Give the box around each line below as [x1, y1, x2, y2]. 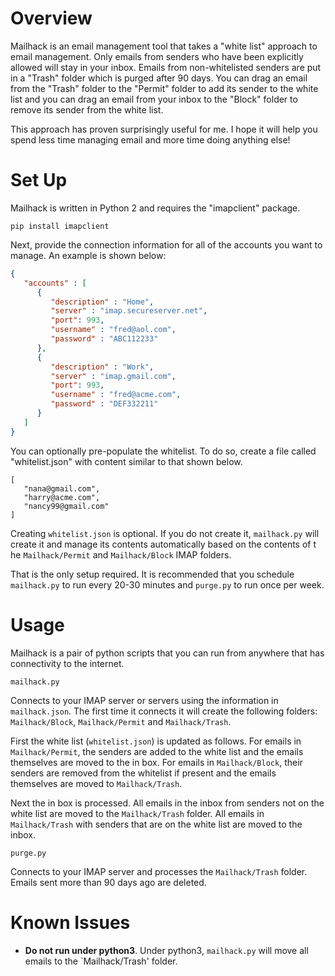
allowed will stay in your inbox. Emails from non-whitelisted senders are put [10, 61, 322, 73]
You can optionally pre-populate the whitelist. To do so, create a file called [10, 445, 317, 457]
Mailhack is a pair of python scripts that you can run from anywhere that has [10, 647, 325, 659]
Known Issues [10, 911, 131, 934]
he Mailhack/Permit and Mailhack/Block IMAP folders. [10, 548, 232, 561]
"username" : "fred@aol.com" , [50, 325, 177, 335]
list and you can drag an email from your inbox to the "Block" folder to [10, 93, 298, 105]
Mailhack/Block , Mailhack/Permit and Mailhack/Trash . [10, 715, 232, 727]
